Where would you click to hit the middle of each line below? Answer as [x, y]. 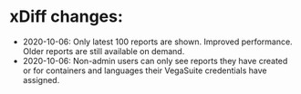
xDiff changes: [66, 17]
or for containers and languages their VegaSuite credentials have [145, 70]
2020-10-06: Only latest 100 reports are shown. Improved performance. [158, 42]
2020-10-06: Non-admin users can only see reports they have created [155, 61]
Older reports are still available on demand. [104, 51]
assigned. [41, 80]
